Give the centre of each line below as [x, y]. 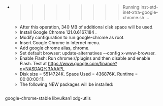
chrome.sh [133, 17]
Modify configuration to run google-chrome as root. [72, 37]
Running [131, 7]
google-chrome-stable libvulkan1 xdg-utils [48, 98]
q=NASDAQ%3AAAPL [42, 69]
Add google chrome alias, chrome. [54, 48]
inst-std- [149, 7]
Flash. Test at [33, 64]
